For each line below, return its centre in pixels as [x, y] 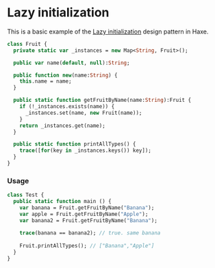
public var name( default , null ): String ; [72, 63]
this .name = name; [46, 81]
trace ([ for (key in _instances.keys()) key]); [86, 151]
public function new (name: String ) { [65, 75]
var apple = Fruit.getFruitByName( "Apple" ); [84, 214]
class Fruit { [27, 44]
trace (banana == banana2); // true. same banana [90, 233]
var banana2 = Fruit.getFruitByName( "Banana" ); [88, 220]
